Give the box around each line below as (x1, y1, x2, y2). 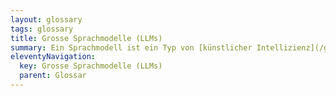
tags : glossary (10, 24, 74, 34)
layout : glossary (10, 14, 83, 25)
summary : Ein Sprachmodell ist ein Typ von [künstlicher (10, 42, 253, 53)
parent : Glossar (19, 71, 87, 81)
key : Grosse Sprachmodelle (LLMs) (19, 61, 163, 71)
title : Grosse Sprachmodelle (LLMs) (10, 33, 163, 43)
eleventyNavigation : (10, 52, 97, 62)
